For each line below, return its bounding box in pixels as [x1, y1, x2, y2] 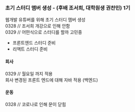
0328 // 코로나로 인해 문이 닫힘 [5, 101, 66, 107]
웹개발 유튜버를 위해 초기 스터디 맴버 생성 [5, 16, 86, 23]
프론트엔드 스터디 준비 [12, 40, 56, 46]
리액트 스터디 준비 [12, 46, 48, 52]
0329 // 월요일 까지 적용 [5, 70, 53, 76]
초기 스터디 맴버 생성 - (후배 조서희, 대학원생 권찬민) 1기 [5, 4, 130, 11]
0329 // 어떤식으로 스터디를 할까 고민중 [5, 29, 82, 35]
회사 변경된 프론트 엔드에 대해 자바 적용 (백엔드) [5, 76, 98, 83]
